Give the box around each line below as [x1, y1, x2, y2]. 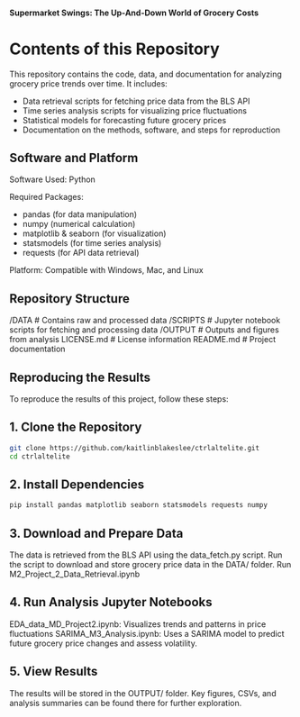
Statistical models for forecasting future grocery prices [22, 114, 227, 125]
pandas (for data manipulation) [22, 209, 138, 220]
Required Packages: [9, 192, 84, 203]
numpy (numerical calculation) [22, 219, 136, 230]
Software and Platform [9, 150, 139, 166]
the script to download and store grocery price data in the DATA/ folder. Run [9, 559, 292, 570]
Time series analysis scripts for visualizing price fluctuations [22, 104, 248, 116]
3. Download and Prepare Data [9, 525, 184, 540]
